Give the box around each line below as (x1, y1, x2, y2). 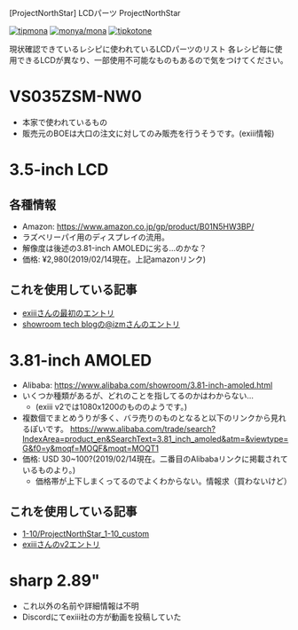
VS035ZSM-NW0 (9, 87, 142, 106)
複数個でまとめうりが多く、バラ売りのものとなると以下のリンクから (21, 412, 271, 423)
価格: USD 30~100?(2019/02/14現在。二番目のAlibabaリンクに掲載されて (21, 453, 288, 464)
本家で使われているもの (21, 116, 108, 127)
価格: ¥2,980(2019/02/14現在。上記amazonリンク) (21, 254, 207, 264)
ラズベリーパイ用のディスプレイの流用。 (21, 232, 170, 242)
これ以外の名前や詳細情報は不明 (21, 601, 139, 611)
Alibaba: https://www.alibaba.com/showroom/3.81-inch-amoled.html (21, 380, 273, 390)
